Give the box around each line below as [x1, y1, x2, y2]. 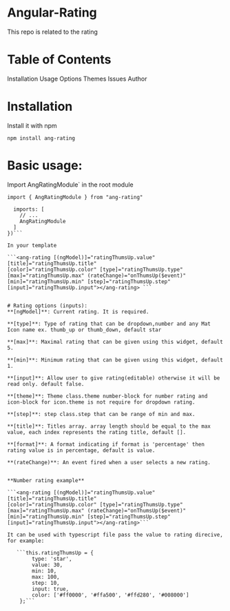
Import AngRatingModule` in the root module [7, 180, 134, 189]
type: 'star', [32, 555, 72, 562]
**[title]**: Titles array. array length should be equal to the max [7, 422, 211, 430]
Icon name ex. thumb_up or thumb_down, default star [7, 326, 162, 333]
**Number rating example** [7, 477, 85, 484]
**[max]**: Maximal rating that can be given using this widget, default [7, 338, 224, 345]
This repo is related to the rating [7, 28, 98, 36]
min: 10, [32, 567, 57, 574]
